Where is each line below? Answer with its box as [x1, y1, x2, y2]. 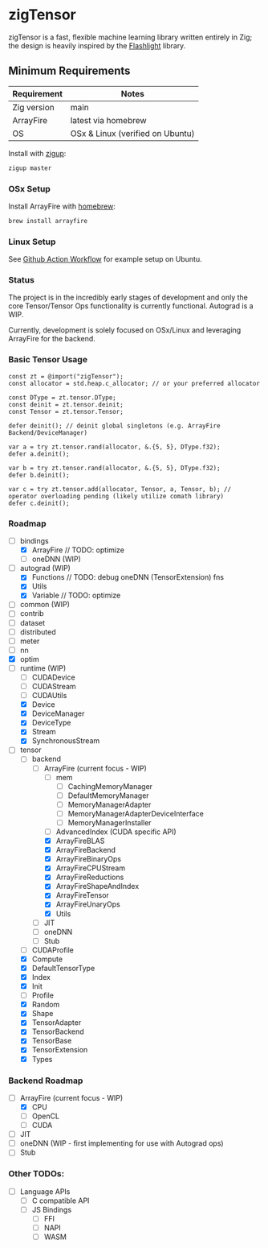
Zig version [12, 101, 55, 113]
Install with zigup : [8, 148, 67, 158]
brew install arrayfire [8, 217, 88, 225]
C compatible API [31, 1196, 90, 1205]
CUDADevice [31, 672, 75, 682]
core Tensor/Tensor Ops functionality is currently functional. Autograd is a [8, 301, 254, 311]
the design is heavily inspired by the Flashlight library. [8, 40, 186, 50]
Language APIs [19, 1186, 71, 1196]
